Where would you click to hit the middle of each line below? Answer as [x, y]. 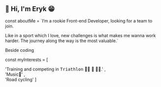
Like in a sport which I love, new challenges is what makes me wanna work [80, 35]
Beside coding [20, 50]
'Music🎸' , [15, 74]
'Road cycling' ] [21, 79]
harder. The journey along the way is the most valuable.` [62, 41]
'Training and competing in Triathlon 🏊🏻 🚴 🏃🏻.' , [56, 69]
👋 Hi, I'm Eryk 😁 [30, 9]
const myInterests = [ [26, 60]
